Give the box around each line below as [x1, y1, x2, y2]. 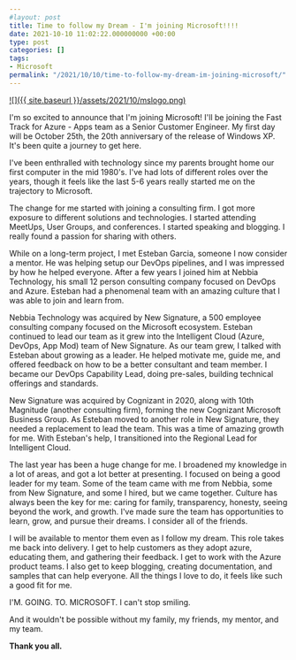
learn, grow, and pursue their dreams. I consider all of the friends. [9, 515, 248, 526]
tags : [9, 54, 29, 63]
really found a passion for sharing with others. [9, 231, 177, 242]
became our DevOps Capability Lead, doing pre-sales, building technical [9, 368, 274, 379]
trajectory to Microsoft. [9, 185, 93, 196]
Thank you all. [9, 641, 63, 651]
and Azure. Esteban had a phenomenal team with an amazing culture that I [9, 285, 280, 296]
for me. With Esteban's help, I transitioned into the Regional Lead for [9, 433, 258, 443]
